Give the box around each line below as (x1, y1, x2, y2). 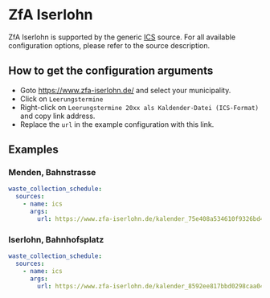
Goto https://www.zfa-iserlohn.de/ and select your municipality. (19, 85, 231, 95)
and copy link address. (19, 111, 96, 120)
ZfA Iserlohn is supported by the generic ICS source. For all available (8, 32, 235, 42)
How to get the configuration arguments (8, 64, 214, 78)
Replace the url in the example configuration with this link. (19, 119, 215, 129)
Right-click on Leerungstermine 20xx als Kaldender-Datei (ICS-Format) (19, 102, 260, 112)
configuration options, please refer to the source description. (8, 40, 211, 50)
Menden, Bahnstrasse (8, 167, 96, 178)
